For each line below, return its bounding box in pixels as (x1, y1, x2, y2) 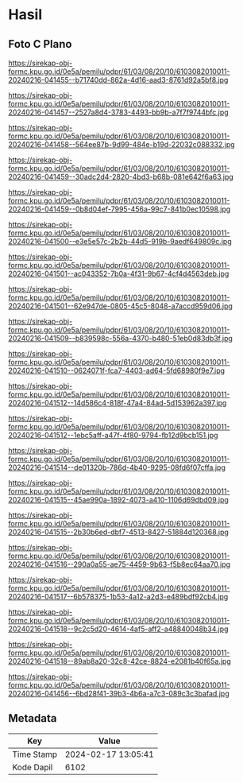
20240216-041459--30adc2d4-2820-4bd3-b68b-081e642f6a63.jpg (8, 172, 234, 181)
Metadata (8, 711, 57, 725)
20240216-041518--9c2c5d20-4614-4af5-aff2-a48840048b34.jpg (8, 624, 229, 634)
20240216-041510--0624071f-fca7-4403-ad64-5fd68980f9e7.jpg (8, 366, 225, 375)
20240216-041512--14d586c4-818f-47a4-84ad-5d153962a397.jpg (8, 398, 227, 407)
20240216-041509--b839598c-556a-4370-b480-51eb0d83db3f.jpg (8, 334, 233, 343)
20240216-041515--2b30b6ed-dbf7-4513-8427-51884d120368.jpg (8, 527, 229, 537)
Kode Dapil (12, 762, 53, 773)
